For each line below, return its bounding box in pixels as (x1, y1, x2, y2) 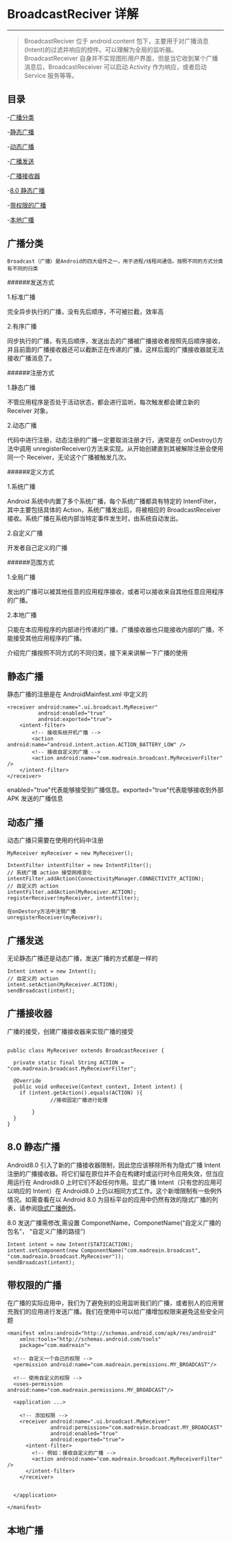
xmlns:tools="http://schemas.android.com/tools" (19, 1336, 162, 1343)
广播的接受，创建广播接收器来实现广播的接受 (7, 1027, 134, 1035)
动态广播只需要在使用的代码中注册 (7, 836, 104, 844)
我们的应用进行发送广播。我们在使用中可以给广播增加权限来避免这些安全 (12, 1308, 218, 1316)
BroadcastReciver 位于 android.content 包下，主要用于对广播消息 (23, 37, 209, 45)
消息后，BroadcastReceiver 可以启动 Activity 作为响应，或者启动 (23, 63, 207, 71)
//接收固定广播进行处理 (50, 1097, 108, 1104)
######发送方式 (7, 278, 55, 286)
